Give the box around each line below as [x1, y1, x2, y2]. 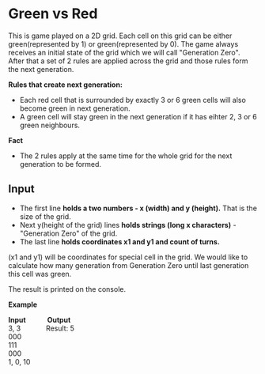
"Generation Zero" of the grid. [19, 229, 118, 238]
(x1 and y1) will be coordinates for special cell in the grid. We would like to [8, 252, 248, 262]
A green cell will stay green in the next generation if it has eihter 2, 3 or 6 [19, 111, 257, 121]
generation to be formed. [19, 159, 101, 168]
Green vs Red [8, 5, 98, 23]
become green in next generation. [19, 104, 131, 113]
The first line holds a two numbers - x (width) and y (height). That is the [19, 203, 257, 213]
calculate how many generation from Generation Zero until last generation [8, 260, 249, 270]
